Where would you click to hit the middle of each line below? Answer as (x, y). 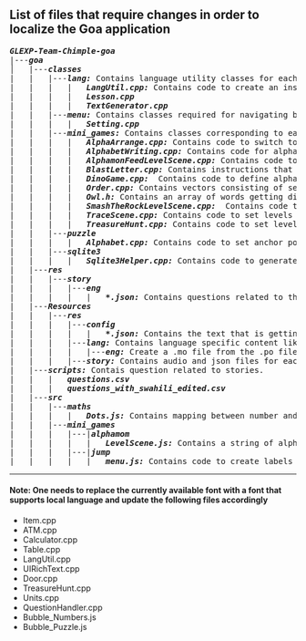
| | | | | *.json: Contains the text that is (137, 333)
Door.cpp (40, 579)
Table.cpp (41, 550)
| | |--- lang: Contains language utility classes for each (153, 78)
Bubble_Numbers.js (60, 617)
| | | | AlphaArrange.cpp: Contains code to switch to (153, 142)
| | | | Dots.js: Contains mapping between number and (153, 415)
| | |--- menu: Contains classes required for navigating (149, 114)
